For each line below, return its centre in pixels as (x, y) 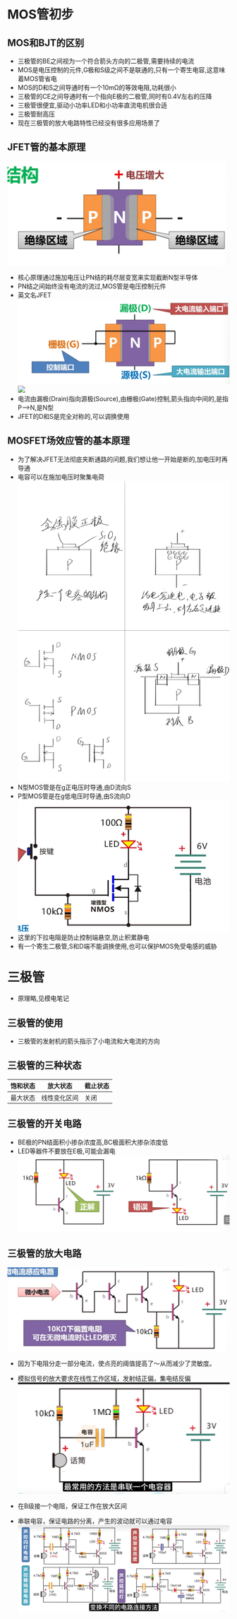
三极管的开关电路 (44, 1124)
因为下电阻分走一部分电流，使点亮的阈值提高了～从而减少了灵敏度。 (116, 1363)
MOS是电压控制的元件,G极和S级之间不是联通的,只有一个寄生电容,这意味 (121, 70)
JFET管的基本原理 (47, 147)
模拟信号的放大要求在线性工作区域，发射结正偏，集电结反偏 (104, 1379)
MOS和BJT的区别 (46, 43)
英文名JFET (34, 295)
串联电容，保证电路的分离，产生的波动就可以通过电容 (95, 1521)
